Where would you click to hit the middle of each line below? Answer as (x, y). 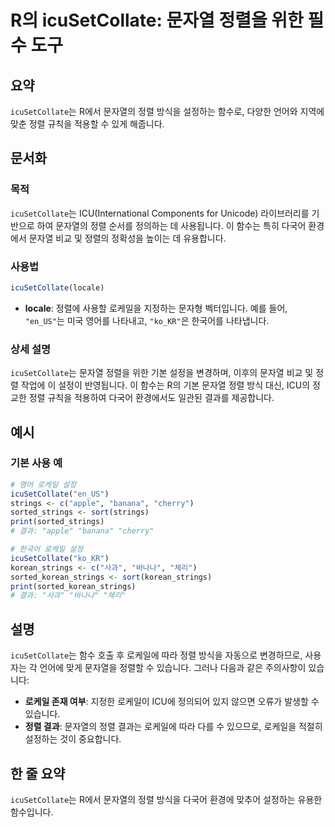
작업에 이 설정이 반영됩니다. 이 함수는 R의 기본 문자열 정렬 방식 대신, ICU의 (165, 385)
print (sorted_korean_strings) (73, 586)
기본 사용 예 (36, 463)
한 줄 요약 (38, 773)
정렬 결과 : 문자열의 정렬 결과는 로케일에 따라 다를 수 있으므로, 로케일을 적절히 (173, 727)
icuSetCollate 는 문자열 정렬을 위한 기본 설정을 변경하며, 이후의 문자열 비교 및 (162, 373)
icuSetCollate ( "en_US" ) (60, 494)
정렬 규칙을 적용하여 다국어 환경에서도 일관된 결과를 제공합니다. (151, 398)
